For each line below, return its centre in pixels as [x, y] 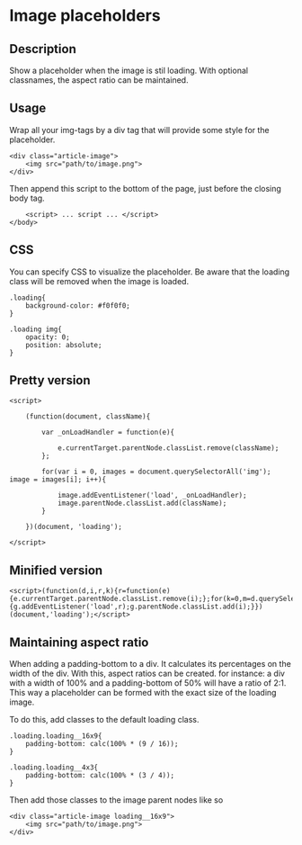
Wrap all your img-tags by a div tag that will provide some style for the [139, 130]
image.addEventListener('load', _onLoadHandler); [152, 496]
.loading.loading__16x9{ [56, 736]
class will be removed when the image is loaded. [99, 281]
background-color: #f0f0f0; [78, 306]
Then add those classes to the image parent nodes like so [116, 800]
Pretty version [50, 380]
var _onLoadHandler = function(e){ [108, 433]
